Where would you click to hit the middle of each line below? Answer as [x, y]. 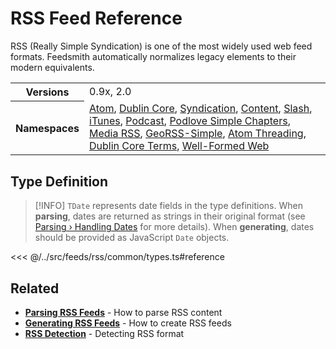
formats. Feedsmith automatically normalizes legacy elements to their [153, 56]
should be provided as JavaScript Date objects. [132, 238]
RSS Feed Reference [96, 18]
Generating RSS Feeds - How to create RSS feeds [128, 323]
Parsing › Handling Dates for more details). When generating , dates [174, 227]
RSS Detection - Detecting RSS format [104, 334]
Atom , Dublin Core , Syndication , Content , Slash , [201, 109]
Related [35, 288]
